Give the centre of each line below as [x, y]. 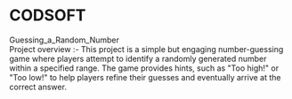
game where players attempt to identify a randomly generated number [138, 58]
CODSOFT [48, 15]
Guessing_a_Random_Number [65, 40]
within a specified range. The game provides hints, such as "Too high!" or [144, 68]
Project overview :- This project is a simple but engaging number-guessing [146, 49]
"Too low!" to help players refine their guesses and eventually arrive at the [145, 77]
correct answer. [38, 87]
